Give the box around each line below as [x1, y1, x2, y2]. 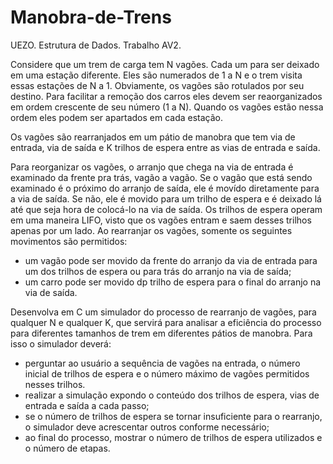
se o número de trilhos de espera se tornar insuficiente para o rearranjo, [24, 410, 323, 422]
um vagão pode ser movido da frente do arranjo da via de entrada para [24, 254, 318, 266]
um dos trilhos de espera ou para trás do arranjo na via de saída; [24, 265, 292, 277]
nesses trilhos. [24, 378, 86, 390]
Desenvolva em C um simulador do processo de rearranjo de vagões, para [10, 306, 317, 318]
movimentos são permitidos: [10, 235, 128, 247]
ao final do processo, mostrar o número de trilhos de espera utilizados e [24, 431, 323, 443]
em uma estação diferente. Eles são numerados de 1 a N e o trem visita [10, 69, 303, 81]
